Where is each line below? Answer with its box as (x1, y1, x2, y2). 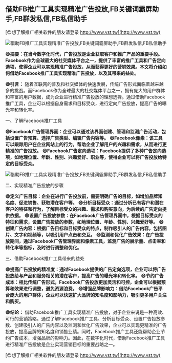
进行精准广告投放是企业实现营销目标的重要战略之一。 (5, 341, 118, 347)
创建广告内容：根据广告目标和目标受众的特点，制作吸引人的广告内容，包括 (5, 225, 162, 231)
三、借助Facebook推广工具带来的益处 (5, 255, 84, 261)
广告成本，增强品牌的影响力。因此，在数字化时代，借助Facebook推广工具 (9, 335, 165, 341)
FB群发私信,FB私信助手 (14, 14, 88, 23)
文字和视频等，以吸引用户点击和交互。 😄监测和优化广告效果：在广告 (14, 231, 160, 237)
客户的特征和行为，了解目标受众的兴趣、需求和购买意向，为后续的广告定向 (5, 206, 162, 212)
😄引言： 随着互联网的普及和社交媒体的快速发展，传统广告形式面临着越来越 (5, 81, 164, 87)
